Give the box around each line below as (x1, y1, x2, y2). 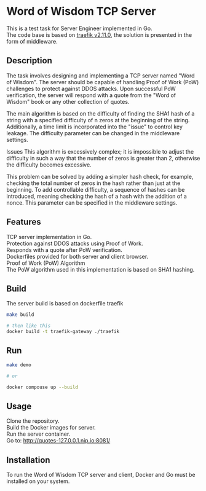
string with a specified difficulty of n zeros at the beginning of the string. (6, 116, 190, 124)
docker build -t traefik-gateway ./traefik (6, 329, 120, 335)
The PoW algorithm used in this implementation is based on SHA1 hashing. (6, 265, 195, 273)
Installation (6, 455, 50, 465)
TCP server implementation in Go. (6, 233, 92, 240)
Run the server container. (6, 430, 71, 438)
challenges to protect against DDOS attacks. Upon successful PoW (6, 85, 176, 92)
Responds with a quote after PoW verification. (6, 246, 123, 253)
